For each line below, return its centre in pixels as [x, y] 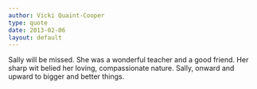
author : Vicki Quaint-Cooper [56, 15]
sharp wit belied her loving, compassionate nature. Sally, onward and [121, 69]
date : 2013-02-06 [37, 30]
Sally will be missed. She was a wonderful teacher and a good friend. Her [128, 60]
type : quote [28, 23]
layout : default [35, 37]
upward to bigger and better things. [66, 76]
